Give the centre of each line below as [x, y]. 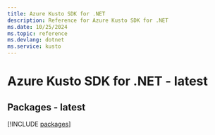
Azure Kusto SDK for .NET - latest [107, 81]
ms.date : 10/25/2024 [38, 27]
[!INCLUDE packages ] [39, 124]
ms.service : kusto [34, 46]
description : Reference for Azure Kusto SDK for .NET [88, 20]
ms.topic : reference [38, 33]
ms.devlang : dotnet [36, 40]
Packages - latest [47, 107]
